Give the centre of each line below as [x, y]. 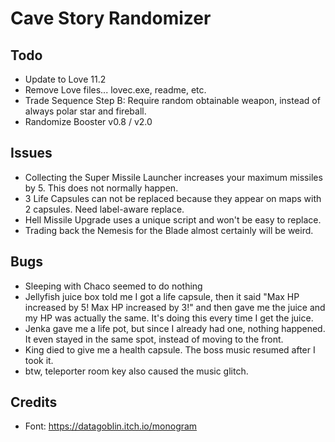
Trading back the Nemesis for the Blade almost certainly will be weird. [169, 230]
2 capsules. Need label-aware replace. [104, 209]
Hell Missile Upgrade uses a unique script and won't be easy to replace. [173, 219]
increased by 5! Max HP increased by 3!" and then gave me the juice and [175, 307]
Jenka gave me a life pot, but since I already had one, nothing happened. [175, 328]
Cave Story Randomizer [111, 18]
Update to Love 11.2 [65, 79]
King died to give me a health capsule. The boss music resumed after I [170, 349]
